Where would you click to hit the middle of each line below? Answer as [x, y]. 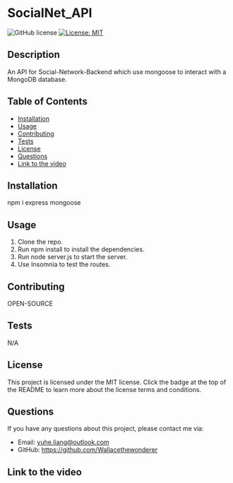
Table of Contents [48, 101]
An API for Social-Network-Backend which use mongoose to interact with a [117, 71]
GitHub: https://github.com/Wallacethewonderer [87, 450]
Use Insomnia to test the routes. [64, 264]
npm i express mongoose [44, 203]
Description [34, 55]
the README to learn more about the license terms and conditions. [104, 389]
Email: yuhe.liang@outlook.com [63, 442]
